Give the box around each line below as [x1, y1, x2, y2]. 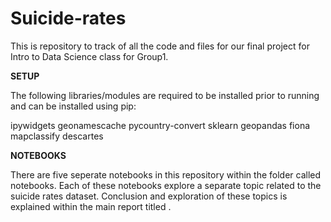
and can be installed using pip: [10, 100, 137, 112]
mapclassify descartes [10, 130, 104, 142]
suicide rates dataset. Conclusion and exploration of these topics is [10, 190, 288, 202]
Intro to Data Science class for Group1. [10, 50, 169, 62]
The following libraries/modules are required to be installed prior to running [10, 89, 320, 101]
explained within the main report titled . [10, 200, 172, 212]
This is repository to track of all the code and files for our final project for [10, 40, 310, 52]
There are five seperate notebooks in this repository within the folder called [10, 168, 322, 181]
